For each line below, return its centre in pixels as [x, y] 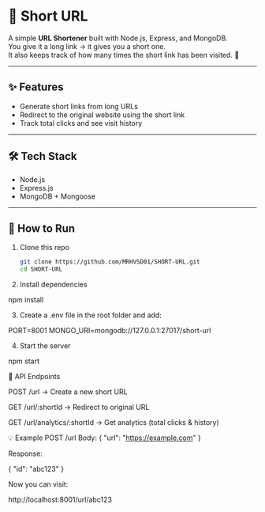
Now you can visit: [38, 484]
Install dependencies [54, 285]
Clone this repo [44, 248]
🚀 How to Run [42, 228]
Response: [26, 453]
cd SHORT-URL [41, 269]
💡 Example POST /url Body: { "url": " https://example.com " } [105, 438]
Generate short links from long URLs [78, 106]
